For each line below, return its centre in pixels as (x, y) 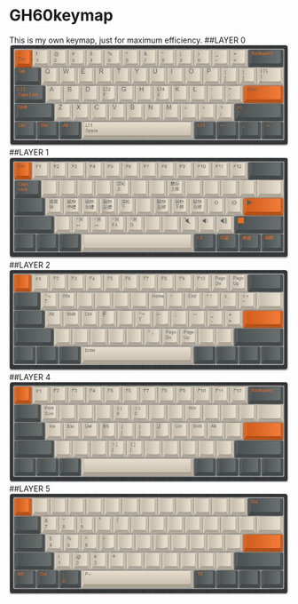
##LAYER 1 (29, 152)
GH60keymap (61, 16)
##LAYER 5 (30, 489)
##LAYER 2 (30, 265)
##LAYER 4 (30, 377)
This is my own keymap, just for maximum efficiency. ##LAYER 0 (128, 40)
